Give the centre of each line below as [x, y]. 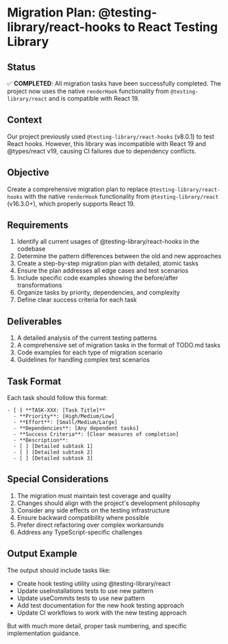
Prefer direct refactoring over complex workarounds [90, 525]
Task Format [34, 381]
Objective [28, 173]
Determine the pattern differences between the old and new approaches [119, 256]
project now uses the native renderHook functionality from [88, 91]
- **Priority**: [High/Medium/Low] [64, 417]
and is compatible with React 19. [94, 98]
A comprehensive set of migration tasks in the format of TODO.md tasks [119, 345]
